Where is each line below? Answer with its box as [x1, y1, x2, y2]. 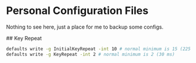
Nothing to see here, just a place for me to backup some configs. [6, 23, 164, 30]
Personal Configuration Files [6, 4, 149, 17]
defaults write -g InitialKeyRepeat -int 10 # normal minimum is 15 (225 [6, 45, 191, 52]
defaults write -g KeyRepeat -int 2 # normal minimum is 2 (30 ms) [6, 51, 175, 57]
